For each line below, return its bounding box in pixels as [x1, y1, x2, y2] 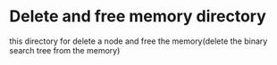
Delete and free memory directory [9, 6, 266, 27]
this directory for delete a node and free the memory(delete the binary [9, 36, 268, 46]
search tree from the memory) [9, 45, 121, 55]
